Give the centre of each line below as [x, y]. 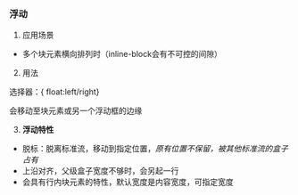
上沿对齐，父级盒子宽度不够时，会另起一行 [100, 171]
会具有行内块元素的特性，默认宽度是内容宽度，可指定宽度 [128, 182]
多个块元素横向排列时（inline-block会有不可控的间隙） [122, 54]
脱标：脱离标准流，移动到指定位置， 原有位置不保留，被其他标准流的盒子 [155, 149]
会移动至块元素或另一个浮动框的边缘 [76, 111]
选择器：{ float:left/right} [54, 92]
